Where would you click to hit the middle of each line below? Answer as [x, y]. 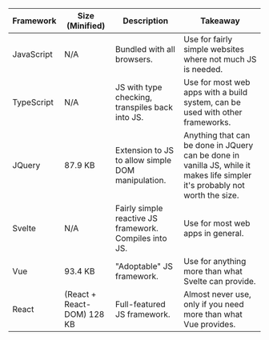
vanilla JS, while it [217, 165]
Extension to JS [145, 150]
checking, [134, 97]
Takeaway [220, 21]
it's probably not [215, 185]
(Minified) [86, 26]
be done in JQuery [219, 145]
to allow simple [143, 160]
